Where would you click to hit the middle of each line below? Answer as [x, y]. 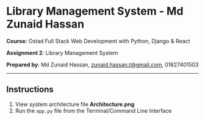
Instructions [30, 90]
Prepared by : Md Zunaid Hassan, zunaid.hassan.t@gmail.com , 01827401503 [103, 65]
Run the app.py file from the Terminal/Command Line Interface [93, 110]
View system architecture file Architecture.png [75, 104]
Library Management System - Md [95, 11]
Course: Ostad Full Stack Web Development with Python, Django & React [98, 41]
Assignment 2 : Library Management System [62, 52]
